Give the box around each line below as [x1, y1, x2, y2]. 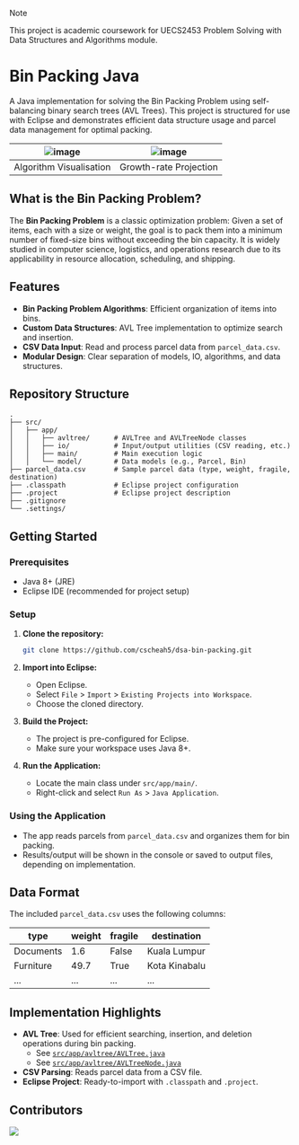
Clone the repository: [22, 629, 104, 639]
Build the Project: [22, 716, 89, 727]
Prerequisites [9, 556, 69, 568]
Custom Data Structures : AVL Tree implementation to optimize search [22, 322, 283, 333]
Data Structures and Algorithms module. [9, 35, 158, 45]
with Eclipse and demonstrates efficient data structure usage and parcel [9, 114, 277, 125]
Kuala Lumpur [146, 945, 207, 957]
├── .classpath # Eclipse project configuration [9, 480, 240, 490]
